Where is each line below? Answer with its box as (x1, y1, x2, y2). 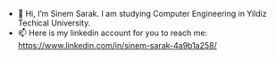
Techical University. (17, 18, 91, 28)
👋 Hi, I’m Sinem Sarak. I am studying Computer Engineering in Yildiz (17, 9, 267, 18)
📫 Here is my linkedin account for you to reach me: (17, 27, 208, 38)
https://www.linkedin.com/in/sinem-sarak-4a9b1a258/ (17, 41, 217, 50)
